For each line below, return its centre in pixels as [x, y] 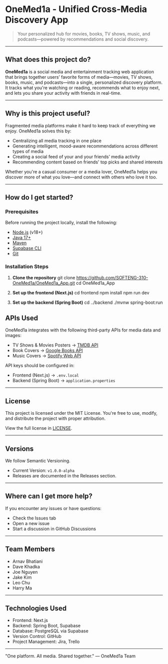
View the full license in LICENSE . [39, 428]
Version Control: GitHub [37, 636]
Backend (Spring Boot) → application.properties [64, 381]
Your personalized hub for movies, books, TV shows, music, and [84, 34]
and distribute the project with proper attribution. [55, 419]
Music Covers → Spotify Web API [47, 356]
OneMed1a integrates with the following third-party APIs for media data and [83, 330]
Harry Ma [22, 588]
